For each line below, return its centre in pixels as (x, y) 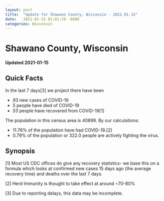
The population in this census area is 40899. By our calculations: (72, 120)
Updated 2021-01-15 (27, 62)
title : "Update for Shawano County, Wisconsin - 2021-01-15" (71, 14)
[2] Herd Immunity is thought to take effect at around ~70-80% (70, 183)
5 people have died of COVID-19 (46, 105)
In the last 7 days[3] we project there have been (55, 90)
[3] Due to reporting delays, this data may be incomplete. (64, 193)
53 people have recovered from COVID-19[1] (58, 110)
